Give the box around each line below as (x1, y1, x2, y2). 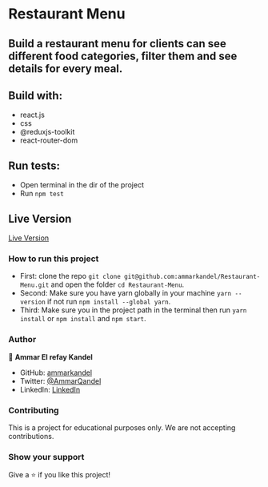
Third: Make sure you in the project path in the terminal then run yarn (19, 305, 247, 315)
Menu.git (19, 281, 50, 289)
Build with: (8, 89, 62, 103)
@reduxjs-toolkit (19, 127, 75, 137)
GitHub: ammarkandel (19, 368, 93, 377)
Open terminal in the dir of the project (19, 180, 144, 190)
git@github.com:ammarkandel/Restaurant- (123, 273, 261, 281)
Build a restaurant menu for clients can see (8, 37, 226, 50)
